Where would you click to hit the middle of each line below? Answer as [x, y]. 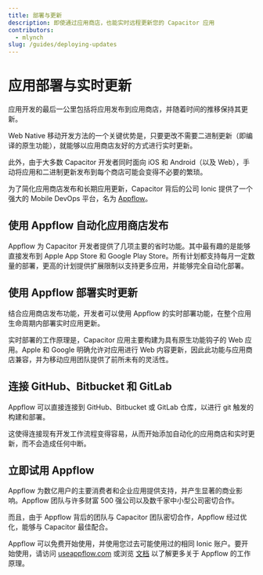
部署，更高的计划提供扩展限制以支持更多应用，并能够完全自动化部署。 [135, 266]
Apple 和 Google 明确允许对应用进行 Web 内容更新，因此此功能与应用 [134, 350]
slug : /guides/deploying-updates [63, 45]
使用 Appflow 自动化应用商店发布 [88, 226]
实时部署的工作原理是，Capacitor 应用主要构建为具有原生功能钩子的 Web [126, 339]
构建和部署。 [29, 416]
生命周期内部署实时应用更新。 [56, 323]
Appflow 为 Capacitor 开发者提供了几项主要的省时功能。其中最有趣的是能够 [129, 246]
